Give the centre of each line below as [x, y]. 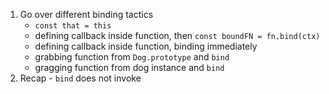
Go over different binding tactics [86, 14]
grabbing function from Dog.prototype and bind [132, 57]
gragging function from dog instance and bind [129, 67]
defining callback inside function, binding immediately [146, 46]
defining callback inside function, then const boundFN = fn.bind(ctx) [177, 35]
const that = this [73, 26]
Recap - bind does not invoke [80, 78]
